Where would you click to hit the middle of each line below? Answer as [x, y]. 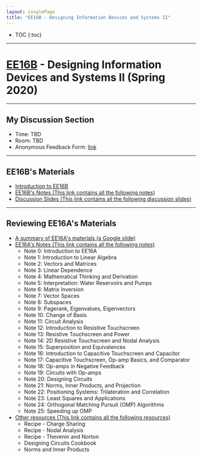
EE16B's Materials [41, 171]
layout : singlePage [31, 12]
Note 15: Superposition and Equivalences [75, 347]
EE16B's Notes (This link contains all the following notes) [85, 193]
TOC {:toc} [28, 34]
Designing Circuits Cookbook [60, 443]
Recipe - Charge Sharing [54, 424]
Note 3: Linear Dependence [58, 270]
